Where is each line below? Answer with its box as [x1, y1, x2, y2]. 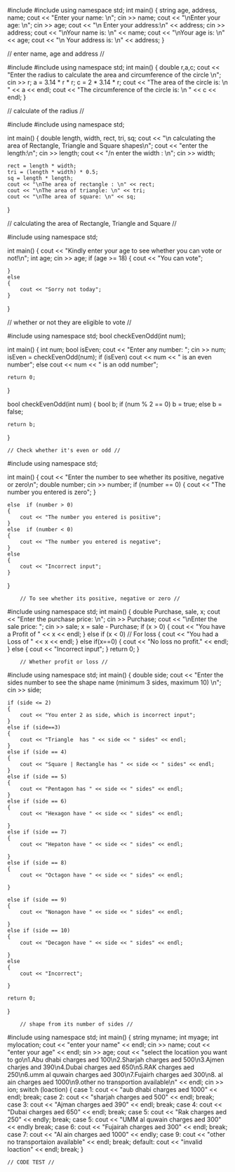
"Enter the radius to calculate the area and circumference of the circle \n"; [7, 70, 222, 79]
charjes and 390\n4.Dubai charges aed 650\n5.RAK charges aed [7, 1063, 194, 1071]
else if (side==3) [7, 724, 61, 731]
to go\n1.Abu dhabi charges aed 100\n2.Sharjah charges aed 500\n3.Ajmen [7, 1055, 224, 1064]
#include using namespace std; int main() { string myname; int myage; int [7, 1033, 219, 1041]
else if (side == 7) [7, 829, 68, 836]
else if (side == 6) [7, 798, 68, 805]
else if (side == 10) [7, 927, 71, 934]
